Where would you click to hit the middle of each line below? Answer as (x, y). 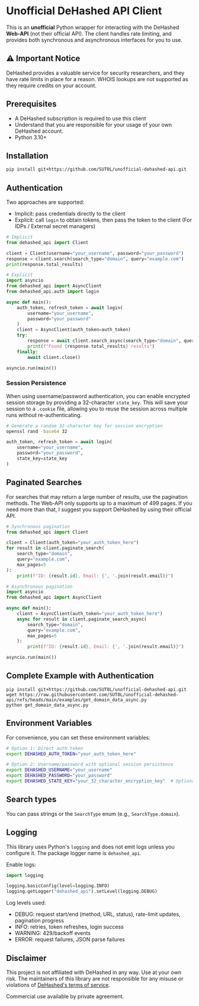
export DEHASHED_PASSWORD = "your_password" (59, 776)
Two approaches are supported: (45, 202)
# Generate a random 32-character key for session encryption (84, 426)
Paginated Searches (44, 483)
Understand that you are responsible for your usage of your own (93, 124)
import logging (25, 875)
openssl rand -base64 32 (37, 431)
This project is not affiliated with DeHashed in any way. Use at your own (94, 972)
